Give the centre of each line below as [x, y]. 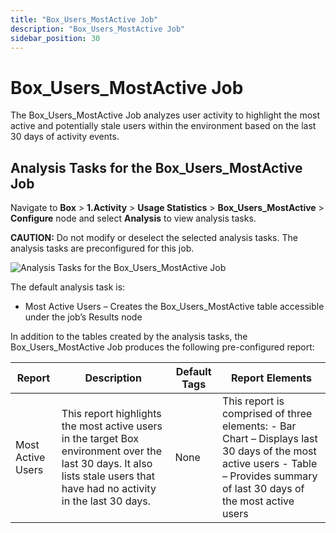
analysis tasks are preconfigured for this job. [102, 248]
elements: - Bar [259, 426]
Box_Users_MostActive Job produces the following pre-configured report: [162, 347]
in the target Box [100, 439]
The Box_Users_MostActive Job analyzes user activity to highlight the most [165, 115]
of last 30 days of [263, 489]
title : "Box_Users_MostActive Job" [84, 19]
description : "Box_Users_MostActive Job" [98, 29]
